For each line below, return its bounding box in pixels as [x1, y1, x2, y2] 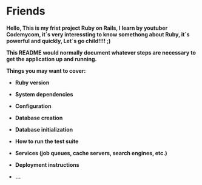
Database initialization [15, 126, 73, 133]
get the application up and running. [6, 55, 97, 62]
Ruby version [15, 79, 50, 86]
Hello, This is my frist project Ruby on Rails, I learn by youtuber [6, 24, 168, 32]
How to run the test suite [15, 138, 79, 145]
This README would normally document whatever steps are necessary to [6, 49, 196, 56]
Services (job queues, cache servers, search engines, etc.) [15, 149, 168, 156]
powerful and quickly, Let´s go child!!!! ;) [6, 37, 111, 44]
